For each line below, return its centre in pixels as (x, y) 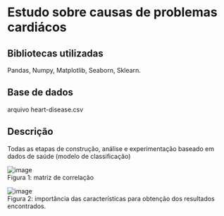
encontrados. (27, 206)
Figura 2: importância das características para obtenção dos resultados (111, 198)
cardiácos (37, 27)
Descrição (30, 132)
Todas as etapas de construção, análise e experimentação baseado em (111, 148)
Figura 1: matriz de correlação (50, 177)
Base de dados (41, 92)
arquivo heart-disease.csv (45, 109)
